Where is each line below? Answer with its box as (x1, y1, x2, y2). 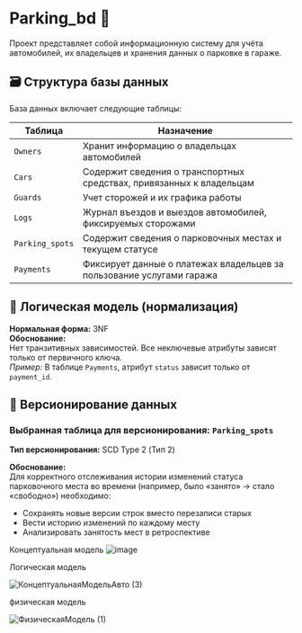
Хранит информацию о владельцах (82, 139, 236, 152)
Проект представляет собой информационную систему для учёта (9, 38, 263, 49)
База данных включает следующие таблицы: (9, 103, 182, 113)
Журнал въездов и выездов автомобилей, (82, 206, 267, 218)
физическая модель (9, 597, 87, 608)
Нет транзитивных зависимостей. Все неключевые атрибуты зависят (9, 342, 277, 353)
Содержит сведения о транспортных (82, 165, 245, 178)
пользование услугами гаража (82, 269, 218, 281)
